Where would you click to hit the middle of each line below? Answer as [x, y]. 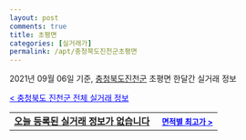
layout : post [34, 18]
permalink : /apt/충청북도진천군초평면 [73, 52]
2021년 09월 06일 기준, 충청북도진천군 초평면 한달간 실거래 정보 [123, 79]
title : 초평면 [33, 35]
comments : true [38, 26]
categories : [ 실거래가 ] [51, 43]
